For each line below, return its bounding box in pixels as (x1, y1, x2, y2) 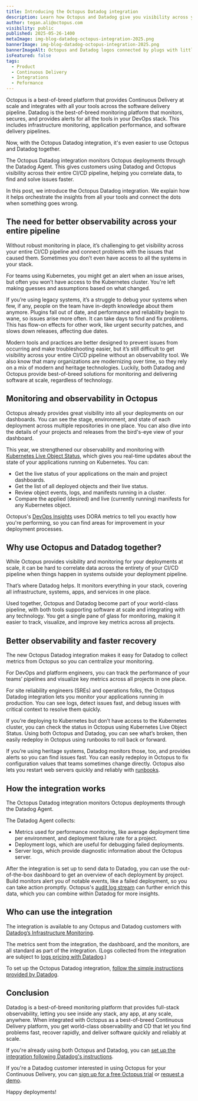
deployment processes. (6, 525, 64, 532)
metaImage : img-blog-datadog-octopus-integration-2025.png (6, 36, 154, 42)
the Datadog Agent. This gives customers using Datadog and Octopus (6, 163, 177, 170)
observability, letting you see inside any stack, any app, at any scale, (6, 1010, 173, 1017)
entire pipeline (6, 226, 61, 236)
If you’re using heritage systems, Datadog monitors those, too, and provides (6, 748, 191, 755)
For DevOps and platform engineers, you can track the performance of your (6, 669, 190, 677)
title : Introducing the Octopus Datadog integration (6, 8, 138, 15)
